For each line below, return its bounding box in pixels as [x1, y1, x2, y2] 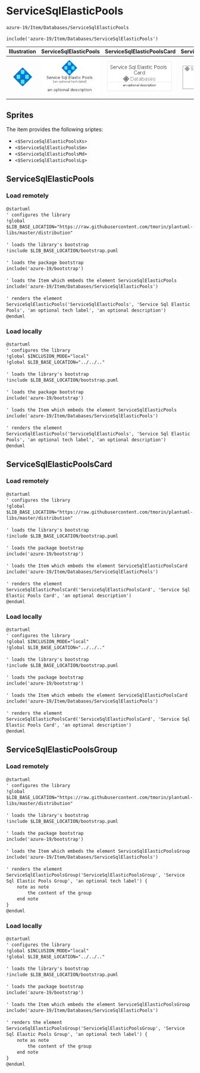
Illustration [8, 48, 37, 55]
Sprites [6, 110, 34, 120]
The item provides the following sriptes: [6, 126, 104, 133]
